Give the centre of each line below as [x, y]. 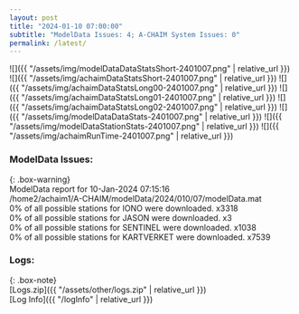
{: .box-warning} [40, 179]
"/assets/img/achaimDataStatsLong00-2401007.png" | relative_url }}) [149, 88]
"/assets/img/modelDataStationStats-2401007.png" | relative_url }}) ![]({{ [145, 127]
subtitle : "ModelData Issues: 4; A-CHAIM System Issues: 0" [125, 34]
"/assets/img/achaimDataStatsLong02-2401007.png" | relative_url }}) [149, 107]
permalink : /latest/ [48, 43]
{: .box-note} [33, 280]
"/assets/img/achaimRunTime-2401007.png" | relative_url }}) [121, 136]
